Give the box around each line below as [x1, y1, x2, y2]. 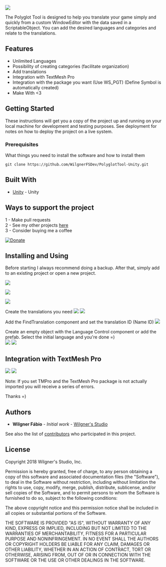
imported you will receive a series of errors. [5, 384, 95, 390]
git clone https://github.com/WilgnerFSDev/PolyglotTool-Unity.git [5, 162, 149, 167]
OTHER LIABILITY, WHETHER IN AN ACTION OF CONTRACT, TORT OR [5, 546, 151, 552]
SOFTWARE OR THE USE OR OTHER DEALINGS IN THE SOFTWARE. [5, 557, 145, 563]
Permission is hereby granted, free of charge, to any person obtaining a [5, 468, 152, 474]
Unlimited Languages [12, 58, 56, 64]
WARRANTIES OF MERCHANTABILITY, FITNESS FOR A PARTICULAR [5, 530, 146, 536]
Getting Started [5, 104, 54, 113]
